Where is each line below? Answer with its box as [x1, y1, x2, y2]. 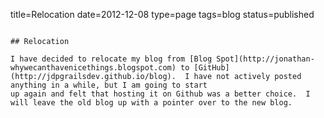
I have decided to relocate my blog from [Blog [10, 54, 213, 64]
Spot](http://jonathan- [216, 54, 315, 64]
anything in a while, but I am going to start [10, 80, 208, 90]
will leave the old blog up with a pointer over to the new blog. [10, 98, 293, 108]
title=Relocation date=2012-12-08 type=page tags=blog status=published [10, 9, 315, 20]
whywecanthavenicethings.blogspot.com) [10, 63, 177, 73]
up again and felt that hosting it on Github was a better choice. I [10, 89, 311, 99]
